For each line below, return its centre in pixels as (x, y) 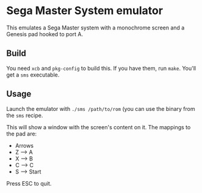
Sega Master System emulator (85, 11)
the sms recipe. (25, 115)
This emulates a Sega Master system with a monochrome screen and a (96, 28)
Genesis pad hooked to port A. (45, 34)
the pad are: (22, 134)
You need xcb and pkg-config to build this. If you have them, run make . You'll (101, 68)
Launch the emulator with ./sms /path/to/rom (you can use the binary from (101, 108)
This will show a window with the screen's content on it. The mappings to (99, 127)
